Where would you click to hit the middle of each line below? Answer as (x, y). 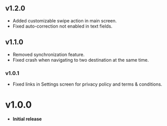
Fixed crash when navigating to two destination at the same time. (80, 60)
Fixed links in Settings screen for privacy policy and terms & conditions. (87, 84)
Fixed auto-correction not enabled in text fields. (62, 26)
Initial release (27, 119)
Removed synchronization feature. (48, 54)
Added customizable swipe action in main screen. (64, 20)
